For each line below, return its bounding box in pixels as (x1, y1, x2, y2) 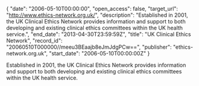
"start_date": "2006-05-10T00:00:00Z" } (49, 50, 150, 57)
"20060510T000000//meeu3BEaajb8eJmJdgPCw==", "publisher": (6, 43, 172, 51)
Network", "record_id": (6, 37, 63, 44)
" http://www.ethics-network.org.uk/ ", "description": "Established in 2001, (6, 11, 188, 19)
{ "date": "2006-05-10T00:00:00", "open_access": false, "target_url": (6, 5, 178, 12)
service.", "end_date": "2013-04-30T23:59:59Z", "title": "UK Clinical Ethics (6, 31, 191, 38)
